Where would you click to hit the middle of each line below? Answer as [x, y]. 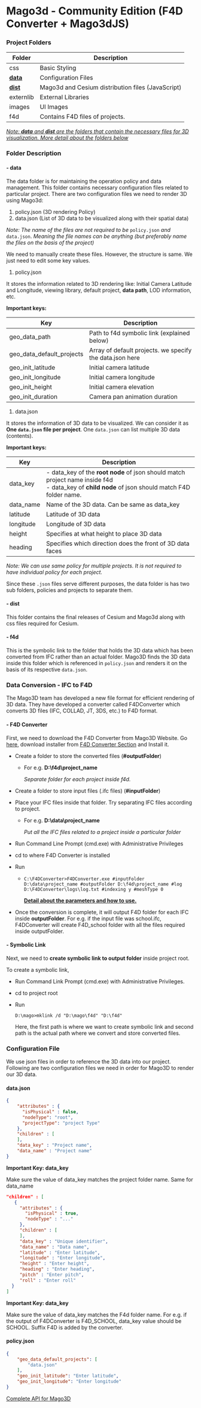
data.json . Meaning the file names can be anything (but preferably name [97, 236]
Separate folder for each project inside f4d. [77, 779]
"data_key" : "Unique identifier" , [64, 1241]
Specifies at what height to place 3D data [104, 533]
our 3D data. [22, 1074]
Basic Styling [58, 68]
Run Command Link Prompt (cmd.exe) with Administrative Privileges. [100, 981]
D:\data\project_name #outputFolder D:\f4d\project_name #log [103, 884]
